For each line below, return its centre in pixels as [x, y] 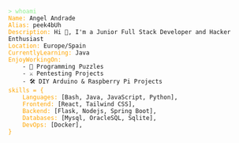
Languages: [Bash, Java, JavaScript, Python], [100, 97]
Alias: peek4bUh [35, 25]
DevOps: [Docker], [52, 125]
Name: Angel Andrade [42, 18]
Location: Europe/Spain [47, 46]
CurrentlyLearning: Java [49, 53]
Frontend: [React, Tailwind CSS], [79, 104]
